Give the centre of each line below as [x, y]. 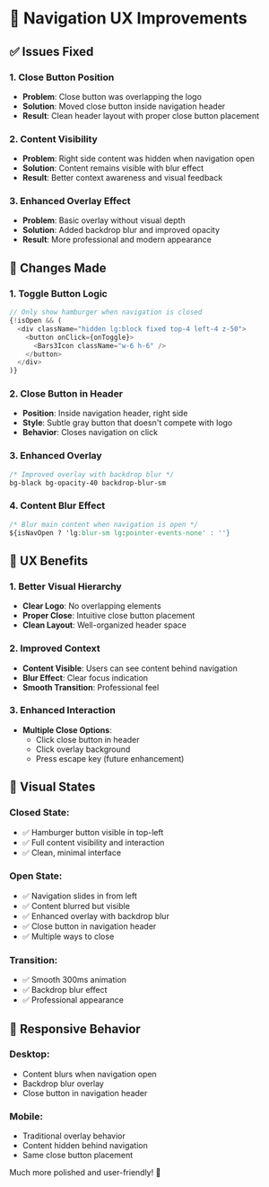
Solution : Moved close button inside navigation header [124, 106]
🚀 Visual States [52, 787]
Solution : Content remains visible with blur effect [113, 168]
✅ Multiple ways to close [68, 936]
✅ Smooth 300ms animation [74, 980]
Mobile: [26, 1116]
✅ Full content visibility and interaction [93, 842]
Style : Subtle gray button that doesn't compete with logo [127, 423]
